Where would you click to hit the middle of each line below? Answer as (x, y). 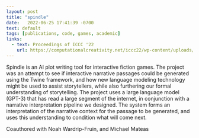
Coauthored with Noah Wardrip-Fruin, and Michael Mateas (78, 129)
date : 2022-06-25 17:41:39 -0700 (50, 23)
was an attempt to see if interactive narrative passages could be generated (98, 73)
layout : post (22, 12)
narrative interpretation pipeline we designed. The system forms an (88, 105)
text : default (24, 28)
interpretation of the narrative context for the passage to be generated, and (98, 111)
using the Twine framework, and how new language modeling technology (96, 79)
